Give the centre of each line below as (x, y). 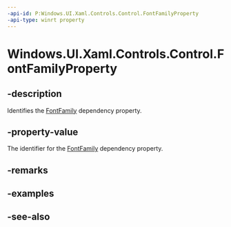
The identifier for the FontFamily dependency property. (85, 149)
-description (34, 94)
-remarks (28, 170)
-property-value (43, 132)
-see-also (29, 217)
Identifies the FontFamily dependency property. (75, 110)
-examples (31, 194)
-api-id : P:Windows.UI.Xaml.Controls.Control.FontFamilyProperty (103, 13)
